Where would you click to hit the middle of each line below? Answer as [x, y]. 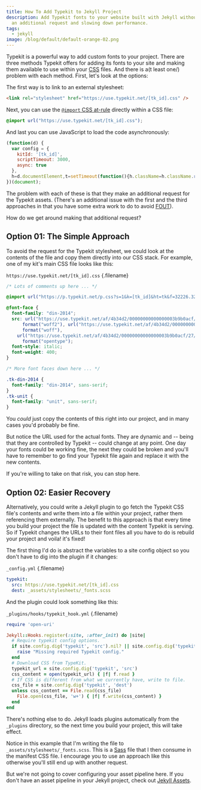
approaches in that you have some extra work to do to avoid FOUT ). [90, 206]
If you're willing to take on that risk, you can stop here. [73, 474]
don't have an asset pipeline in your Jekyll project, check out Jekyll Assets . [99, 780]
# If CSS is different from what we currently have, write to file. [99, 680]
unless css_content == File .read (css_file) [66, 691]
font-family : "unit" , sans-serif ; [54, 402]
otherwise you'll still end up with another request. [67, 762]
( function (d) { [25, 143]
